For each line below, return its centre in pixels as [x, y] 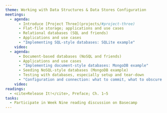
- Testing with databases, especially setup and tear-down [81, 75]
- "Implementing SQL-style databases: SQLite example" [77, 42]
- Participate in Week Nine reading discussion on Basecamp [73, 103]
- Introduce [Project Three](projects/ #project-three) [77, 24]
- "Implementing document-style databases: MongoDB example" [83, 65]
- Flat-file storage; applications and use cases [71, 28]
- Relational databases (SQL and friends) [63, 33]
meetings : [15, 14]
